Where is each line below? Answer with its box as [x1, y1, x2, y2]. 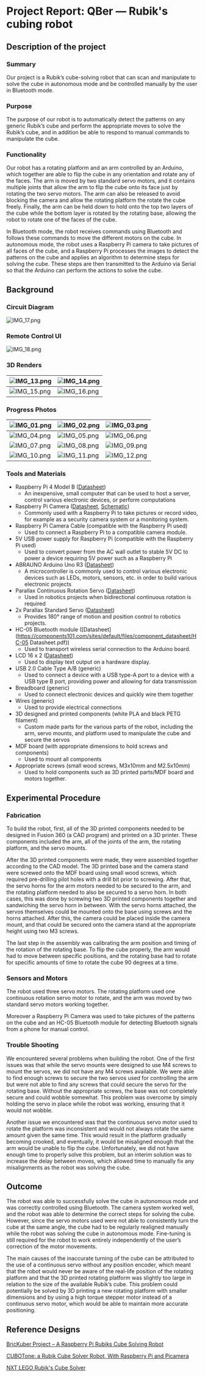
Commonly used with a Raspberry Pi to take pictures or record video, [24, 509, 198, 517]
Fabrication [6, 811, 41, 819]
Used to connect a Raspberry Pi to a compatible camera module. [24, 529, 187, 536]
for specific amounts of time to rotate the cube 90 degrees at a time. [6, 959, 179, 966]
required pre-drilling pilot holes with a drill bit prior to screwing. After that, [6, 875, 192, 883]
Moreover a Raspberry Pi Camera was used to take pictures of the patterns [6, 1013, 195, 1020]
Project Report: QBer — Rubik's [6, 4, 168, 18]
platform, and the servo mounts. [6, 844, 87, 852]
